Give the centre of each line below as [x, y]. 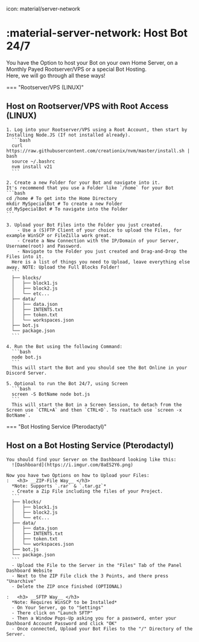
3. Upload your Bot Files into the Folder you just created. [85, 225]
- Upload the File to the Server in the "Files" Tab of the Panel [97, 565]
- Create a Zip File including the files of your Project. [87, 491]
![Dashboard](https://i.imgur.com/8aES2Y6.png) [73, 465]
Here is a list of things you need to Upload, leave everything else [101, 262]
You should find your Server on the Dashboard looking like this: [91, 459]
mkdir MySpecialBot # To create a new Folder [64, 204]
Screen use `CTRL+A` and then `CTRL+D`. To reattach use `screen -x [94, 410]
